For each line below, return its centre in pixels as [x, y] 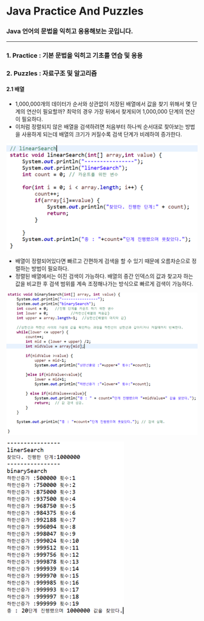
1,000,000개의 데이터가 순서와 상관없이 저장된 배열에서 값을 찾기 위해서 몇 [103, 104]
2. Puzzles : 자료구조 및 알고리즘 [52, 73]
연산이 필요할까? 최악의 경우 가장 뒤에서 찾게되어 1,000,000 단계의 [105, 111]
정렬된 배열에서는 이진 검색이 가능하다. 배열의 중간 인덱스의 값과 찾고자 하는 [104, 276]
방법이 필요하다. [50, 269]
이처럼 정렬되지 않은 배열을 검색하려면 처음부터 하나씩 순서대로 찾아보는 [99, 126]
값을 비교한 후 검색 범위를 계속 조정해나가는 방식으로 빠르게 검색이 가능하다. [104, 284]
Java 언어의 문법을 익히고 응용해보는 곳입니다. [70, 32]
